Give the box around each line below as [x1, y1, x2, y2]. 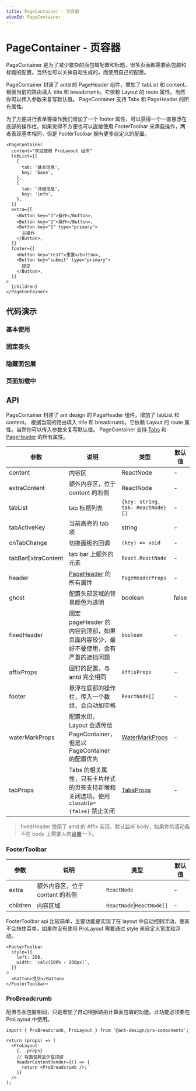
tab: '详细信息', [21, 186, 60, 192]
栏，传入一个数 [69, 693, 110, 701]
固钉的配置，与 [69, 664, 110, 673]
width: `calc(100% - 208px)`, [16, 959, 90, 965]
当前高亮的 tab [69, 519, 109, 527]
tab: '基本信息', [21, 164, 60, 170]
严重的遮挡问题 [69, 653, 110, 661]
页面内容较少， [69, 636, 110, 644]
